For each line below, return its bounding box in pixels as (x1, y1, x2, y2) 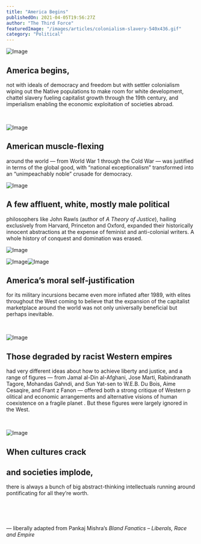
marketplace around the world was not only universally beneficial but (6, 304, 178, 311)
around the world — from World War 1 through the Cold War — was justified (6, 157, 194, 165)
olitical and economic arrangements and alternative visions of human (6, 393, 178, 400)
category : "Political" (6, 31, 63, 37)
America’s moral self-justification (6, 275, 135, 285)
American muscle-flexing (6, 141, 104, 151)
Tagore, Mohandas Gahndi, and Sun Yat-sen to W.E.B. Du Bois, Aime (6, 381, 176, 388)
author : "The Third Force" (6, 20, 74, 26)
